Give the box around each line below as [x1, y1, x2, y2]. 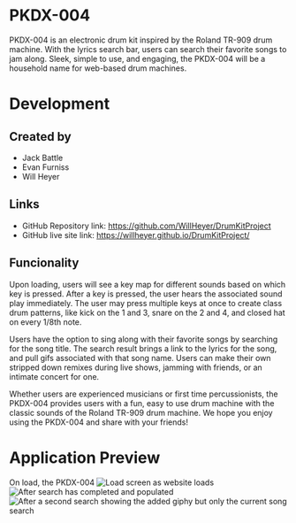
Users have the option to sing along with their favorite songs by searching [9, 334, 278, 344]
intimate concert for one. [9, 371, 100, 381]
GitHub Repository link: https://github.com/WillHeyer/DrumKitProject [21, 220, 271, 231]
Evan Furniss [21, 161, 70, 173]
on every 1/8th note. [9, 316, 82, 327]
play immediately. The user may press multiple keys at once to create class [9, 297, 283, 308]
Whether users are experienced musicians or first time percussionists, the [9, 388, 278, 399]
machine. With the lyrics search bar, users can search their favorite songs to [9, 43, 287, 54]
